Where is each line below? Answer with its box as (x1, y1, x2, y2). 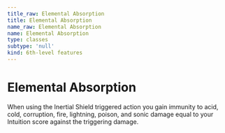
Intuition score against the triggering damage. (7, 117, 139, 126)
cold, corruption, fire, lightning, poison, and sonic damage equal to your (7, 110, 214, 118)
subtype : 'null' (7, 43, 55, 50)
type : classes (7, 36, 49, 43)
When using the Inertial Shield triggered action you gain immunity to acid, (7, 102, 219, 111)
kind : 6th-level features (7, 50, 82, 57)
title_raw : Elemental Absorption (7, 10, 105, 17)
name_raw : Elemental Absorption (7, 23, 101, 30)
